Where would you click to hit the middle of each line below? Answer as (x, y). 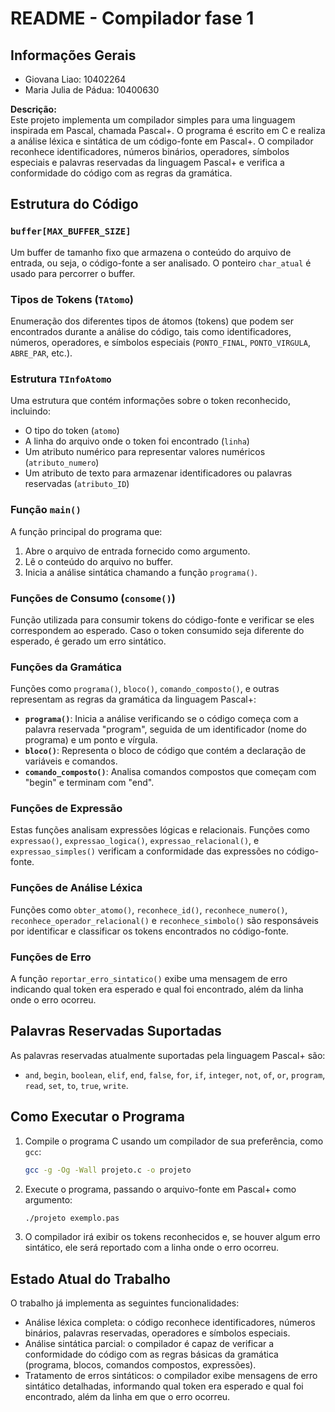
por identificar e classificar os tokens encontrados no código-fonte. (149, 931)
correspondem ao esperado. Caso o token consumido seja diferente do (157, 630)
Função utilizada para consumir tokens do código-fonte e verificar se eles (162, 619)
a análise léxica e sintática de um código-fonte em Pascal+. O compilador (162, 141)
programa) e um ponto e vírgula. (91, 740)
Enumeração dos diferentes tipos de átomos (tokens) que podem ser (152, 321)
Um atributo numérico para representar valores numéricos (145, 452)
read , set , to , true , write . (76, 1085)
